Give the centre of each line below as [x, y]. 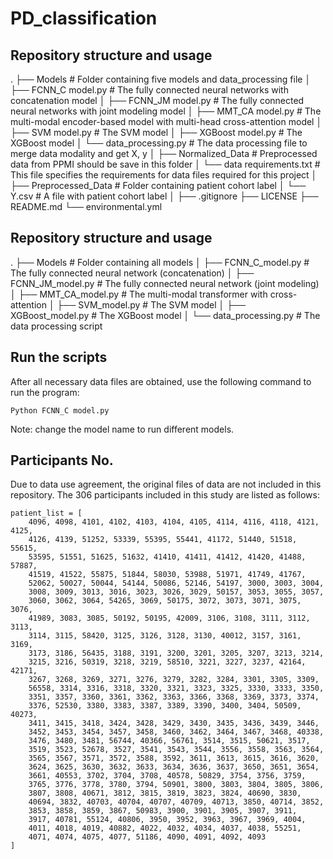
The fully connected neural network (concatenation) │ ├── [132, 273]
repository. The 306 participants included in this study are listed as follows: [165, 495]
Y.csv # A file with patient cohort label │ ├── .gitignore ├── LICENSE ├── [164, 196]
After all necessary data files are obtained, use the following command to [161, 381]
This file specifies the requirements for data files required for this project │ [164, 175]
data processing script [56, 326]
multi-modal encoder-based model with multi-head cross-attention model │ [166, 121]
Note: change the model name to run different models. [122, 429]
